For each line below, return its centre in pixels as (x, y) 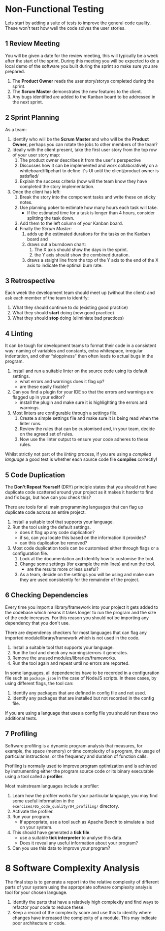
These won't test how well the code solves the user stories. (65, 28)
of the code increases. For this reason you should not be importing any (77, 618)
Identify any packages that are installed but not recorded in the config (83, 698)
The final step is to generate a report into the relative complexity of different (82, 882)
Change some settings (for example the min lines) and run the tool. (87, 564)
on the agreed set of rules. (47, 434)
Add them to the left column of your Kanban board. (71, 223)
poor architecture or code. (39, 923)
